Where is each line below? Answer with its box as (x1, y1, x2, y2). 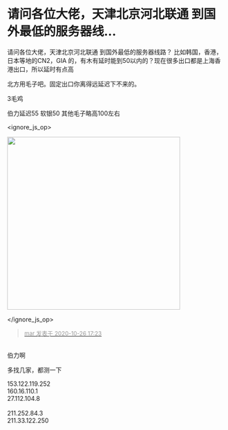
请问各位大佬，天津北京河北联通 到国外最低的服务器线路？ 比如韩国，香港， (7, 48, 222, 56)
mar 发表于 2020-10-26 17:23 (23, 329, 102, 337)
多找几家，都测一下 (7, 366, 62, 374)
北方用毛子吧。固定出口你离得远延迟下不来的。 (7, 80, 140, 88)
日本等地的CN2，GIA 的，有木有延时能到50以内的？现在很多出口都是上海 (7, 56, 216, 64)
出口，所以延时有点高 (12, 65, 74, 73)
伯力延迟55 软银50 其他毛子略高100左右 (7, 109, 120, 118)
